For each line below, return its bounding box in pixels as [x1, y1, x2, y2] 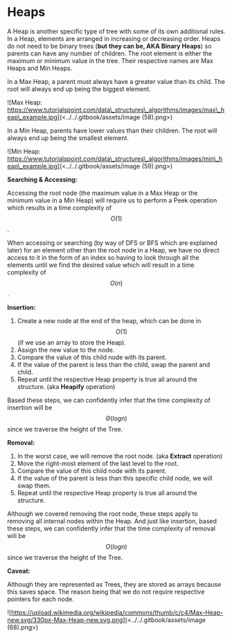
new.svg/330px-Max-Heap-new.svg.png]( [7, 615, 128, 624]
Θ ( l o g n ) [105, 414, 127, 422]
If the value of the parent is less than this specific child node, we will [17, 474, 213, 482]
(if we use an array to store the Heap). [17, 338, 126, 347]
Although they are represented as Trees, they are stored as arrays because [7, 580, 222, 588]
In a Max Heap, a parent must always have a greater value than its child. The [7, 77, 225, 85]
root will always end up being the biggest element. [7, 85, 151, 93]
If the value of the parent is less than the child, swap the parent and [17, 360, 211, 368]
